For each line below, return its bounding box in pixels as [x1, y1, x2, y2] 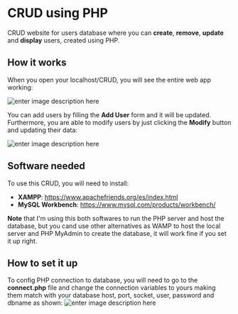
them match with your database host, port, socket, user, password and [7, 291, 215, 300]
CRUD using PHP [7, 5, 109, 21]
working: [7, 83, 33, 92]
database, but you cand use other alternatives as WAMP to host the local [7, 222, 221, 230]
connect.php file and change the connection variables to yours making [7, 283, 216, 292]
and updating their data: [7, 126, 78, 134]
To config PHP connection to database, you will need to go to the [7, 276, 198, 285]
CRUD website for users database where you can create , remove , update [7, 28, 224, 37]
